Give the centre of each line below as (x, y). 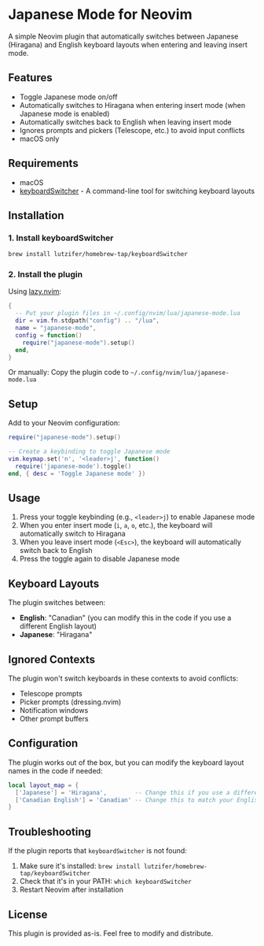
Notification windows (54, 710)
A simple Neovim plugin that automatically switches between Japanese (123, 36)
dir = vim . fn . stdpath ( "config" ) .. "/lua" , (88, 321)
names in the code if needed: (55, 770)
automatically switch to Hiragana (72, 534)
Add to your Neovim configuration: (64, 423)
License (28, 914)
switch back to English (56, 551)
